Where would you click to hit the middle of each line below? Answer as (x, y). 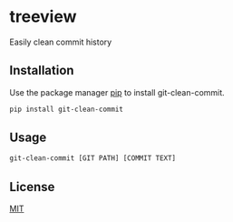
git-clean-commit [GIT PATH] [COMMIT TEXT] (93, 158)
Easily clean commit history (61, 42)
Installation (42, 71)
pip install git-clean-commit (67, 109)
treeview (43, 17)
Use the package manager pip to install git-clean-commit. (117, 92)
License (32, 187)
